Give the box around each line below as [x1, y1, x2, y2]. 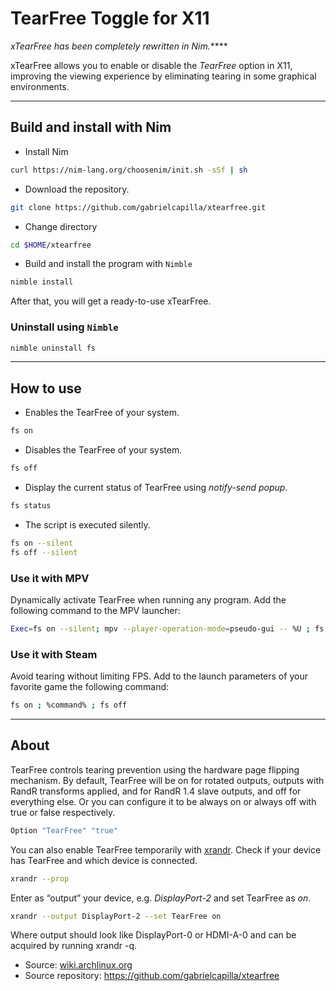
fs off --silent [10, 547, 78, 557]
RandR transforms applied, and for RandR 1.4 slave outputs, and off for [10, 785, 302, 797]
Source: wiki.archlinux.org [24, 959, 133, 971]
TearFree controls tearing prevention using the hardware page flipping [10, 763, 300, 776]
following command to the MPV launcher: [10, 604, 181, 616]
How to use [10, 380, 82, 397]
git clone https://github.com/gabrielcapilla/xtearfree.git [10, 202, 267, 212]
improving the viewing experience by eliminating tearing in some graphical [10, 70, 317, 82]
